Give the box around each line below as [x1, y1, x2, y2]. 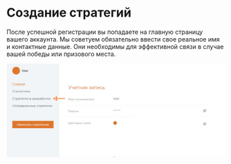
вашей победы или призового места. [6, 50, 116, 58]
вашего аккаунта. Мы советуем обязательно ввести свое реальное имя [6, 35, 221, 43]
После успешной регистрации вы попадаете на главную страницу [6, 28, 203, 36]
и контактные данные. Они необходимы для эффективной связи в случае [6, 42, 224, 51]
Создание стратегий [6, 5, 132, 21]
